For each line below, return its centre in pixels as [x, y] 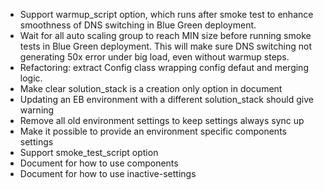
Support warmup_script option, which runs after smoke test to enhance [166, 14]
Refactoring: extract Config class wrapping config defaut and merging [164, 67]
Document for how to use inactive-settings [108, 173]
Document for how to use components [99, 163]
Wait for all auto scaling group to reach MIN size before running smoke [165, 35]
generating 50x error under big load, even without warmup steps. [154, 57]
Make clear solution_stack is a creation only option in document [151, 88]
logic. [31, 78]
